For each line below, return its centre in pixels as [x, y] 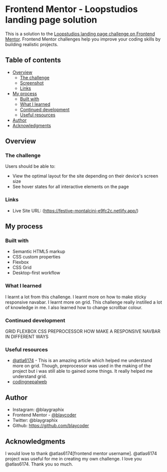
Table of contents [33, 60]
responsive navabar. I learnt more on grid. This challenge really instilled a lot [84, 302]
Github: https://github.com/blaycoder [50, 426]
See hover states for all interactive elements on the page [70, 187]
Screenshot [32, 83]
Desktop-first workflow [36, 273]
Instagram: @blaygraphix [38, 410]
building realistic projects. [32, 44]
